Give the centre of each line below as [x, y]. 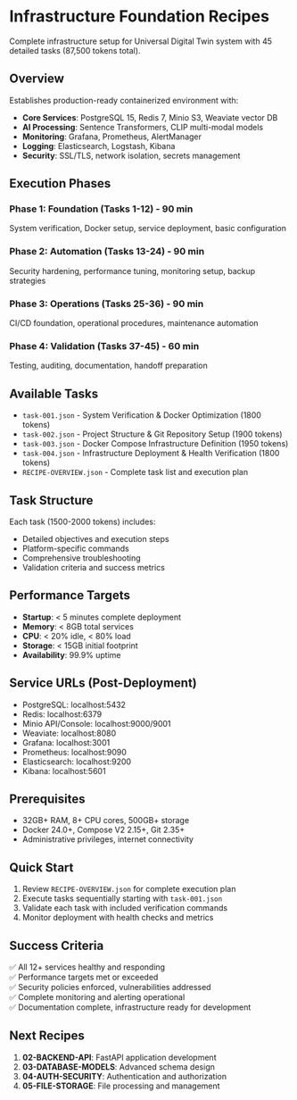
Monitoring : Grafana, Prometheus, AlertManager [112, 137]
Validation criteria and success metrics [93, 567]
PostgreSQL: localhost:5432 [74, 704]
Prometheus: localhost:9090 [74, 752]
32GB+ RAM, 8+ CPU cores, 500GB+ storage [106, 821]
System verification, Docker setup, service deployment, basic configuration [148, 229]
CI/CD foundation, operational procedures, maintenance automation [134, 323]
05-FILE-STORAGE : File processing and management [121, 1086]
